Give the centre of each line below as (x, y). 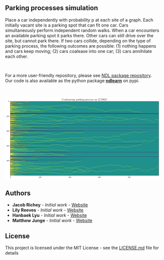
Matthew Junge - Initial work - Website (52, 221)
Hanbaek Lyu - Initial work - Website (50, 215)
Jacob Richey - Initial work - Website (50, 205)
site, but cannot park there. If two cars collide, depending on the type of (78, 41)
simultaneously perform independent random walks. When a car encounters (82, 30)
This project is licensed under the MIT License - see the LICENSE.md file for (82, 248)
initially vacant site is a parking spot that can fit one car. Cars (67, 25)
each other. (17, 56)
